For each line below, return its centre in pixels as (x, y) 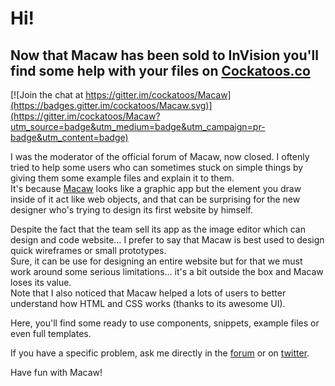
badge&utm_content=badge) (69, 137)
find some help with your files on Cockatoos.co (160, 70)
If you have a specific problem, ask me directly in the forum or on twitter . (160, 353)
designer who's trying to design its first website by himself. (131, 210)
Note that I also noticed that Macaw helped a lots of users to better (148, 293)
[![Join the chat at (47, 95)
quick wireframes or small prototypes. (88, 250)
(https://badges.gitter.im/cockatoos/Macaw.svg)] (111, 105)
